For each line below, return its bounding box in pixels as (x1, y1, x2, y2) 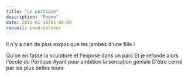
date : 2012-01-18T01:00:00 (6, 19, 72, 25)
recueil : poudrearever (6, 24, 61, 31)
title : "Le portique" (6, 8, 59, 15)
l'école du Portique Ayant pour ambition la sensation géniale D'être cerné (6, 58, 183, 65)
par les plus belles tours (6, 65, 64, 72)
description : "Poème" (6, 14, 59, 20)
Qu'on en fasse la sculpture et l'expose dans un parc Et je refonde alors (6, 52, 179, 59)
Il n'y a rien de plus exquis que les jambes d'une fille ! (6, 41, 135, 48)
